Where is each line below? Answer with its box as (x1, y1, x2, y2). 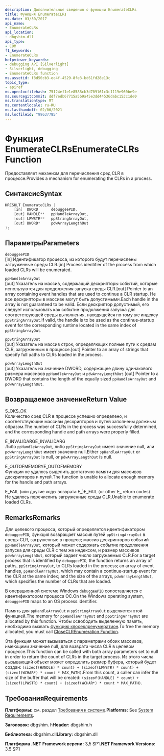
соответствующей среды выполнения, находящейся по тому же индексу (5, 312, 158, 318)
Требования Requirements (5, 694, 88, 703)
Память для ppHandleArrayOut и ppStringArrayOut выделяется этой (5, 608, 143, 614)
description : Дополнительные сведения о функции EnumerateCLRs (5, 7, 137, 12)
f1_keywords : (5, 48, 32, 53)
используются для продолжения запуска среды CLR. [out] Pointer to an (5, 285, 153, 292)
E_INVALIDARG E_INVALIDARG (5, 438, 66, 444)
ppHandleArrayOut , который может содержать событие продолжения (5, 542, 148, 548)
